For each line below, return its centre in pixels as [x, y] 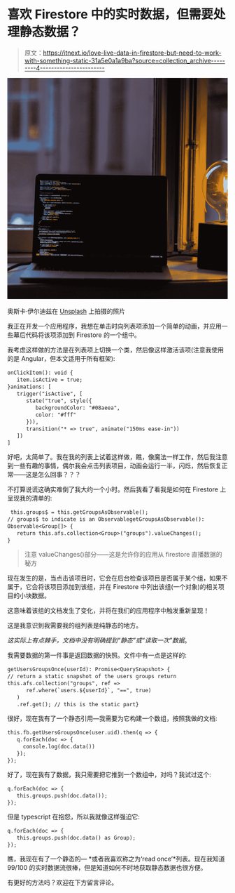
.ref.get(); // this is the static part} [78, 704]
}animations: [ [29, 387]
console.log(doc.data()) [59, 746]
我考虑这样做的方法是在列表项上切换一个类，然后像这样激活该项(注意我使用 [116, 350]
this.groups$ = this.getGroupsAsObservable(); [79, 512]
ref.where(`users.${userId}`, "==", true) [88, 690]
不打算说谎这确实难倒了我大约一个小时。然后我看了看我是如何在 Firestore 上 [117, 489]
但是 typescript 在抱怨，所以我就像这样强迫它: [73, 816]
